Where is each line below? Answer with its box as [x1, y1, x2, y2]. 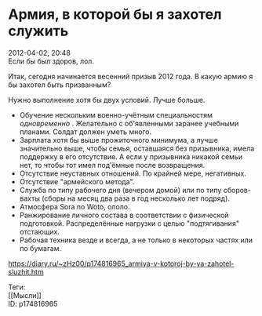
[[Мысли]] [8, 290, 42, 300]
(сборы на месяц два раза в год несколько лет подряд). [42, 194, 230, 203]
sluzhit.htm [8, 267, 45, 276]
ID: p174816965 [8, 299, 58, 308]
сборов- [223, 185, 251, 194]
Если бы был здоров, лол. [8, 56, 94, 66]
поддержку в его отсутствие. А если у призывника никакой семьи [19, 151, 243, 162]
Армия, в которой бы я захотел [8, 5, 222, 24]
